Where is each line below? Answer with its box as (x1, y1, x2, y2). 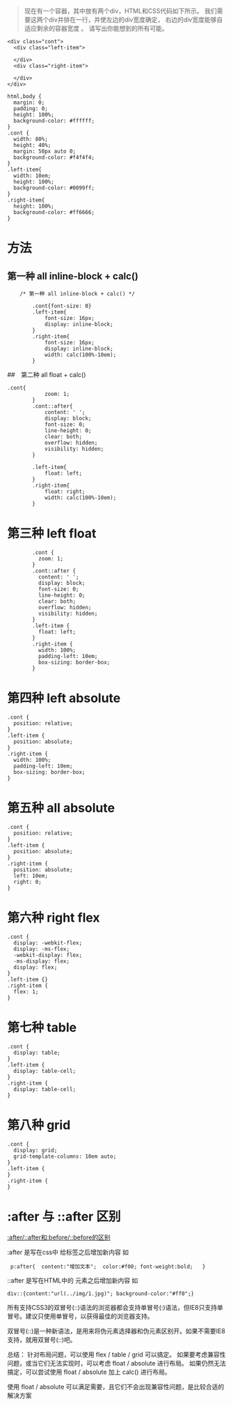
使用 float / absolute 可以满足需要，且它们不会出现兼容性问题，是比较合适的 (7, 1382, 225, 1391)
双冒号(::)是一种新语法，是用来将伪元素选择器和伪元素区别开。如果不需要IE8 (7, 1327, 226, 1335)
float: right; (44, 488, 86, 495)
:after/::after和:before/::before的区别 (7, 1233, 111, 1241)
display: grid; (13, 1147, 58, 1154)
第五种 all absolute (7, 800, 115, 816)
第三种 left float (7, 526, 97, 542)
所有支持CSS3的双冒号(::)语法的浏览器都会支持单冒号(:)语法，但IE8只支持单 (7, 1303, 224, 1311)
